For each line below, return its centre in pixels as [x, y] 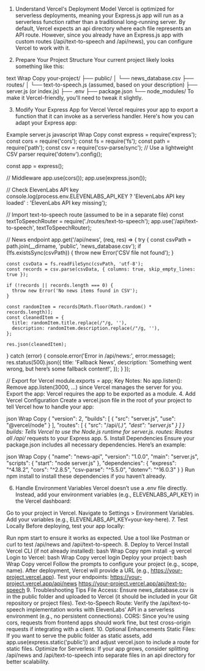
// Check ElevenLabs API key [43, 190]
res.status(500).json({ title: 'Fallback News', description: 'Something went [99, 362]
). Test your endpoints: [80, 577]
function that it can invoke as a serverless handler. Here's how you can [105, 116]
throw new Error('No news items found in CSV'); [75, 291]
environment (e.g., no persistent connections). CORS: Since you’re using [98, 616]
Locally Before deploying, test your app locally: [65, 526]
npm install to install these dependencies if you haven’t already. [86, 476]
